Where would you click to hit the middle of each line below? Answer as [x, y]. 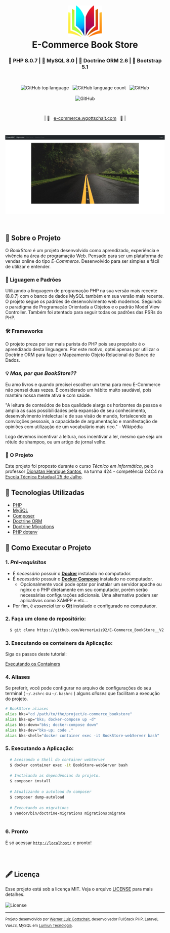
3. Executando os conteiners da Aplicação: [59, 643]
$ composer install [30, 781]
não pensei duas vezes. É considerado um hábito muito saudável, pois [78, 390]
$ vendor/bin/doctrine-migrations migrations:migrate [68, 813]
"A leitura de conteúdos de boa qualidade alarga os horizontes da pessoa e [83, 405]
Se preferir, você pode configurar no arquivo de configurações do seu [78, 688]
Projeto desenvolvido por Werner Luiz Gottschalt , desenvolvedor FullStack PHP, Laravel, [82, 919]
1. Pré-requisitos [26, 562]
